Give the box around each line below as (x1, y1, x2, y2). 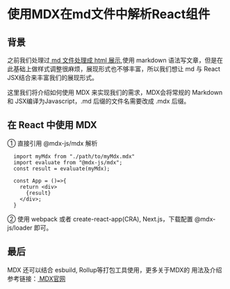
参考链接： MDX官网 (7, 274, 66, 283)
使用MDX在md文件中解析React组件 (7, 6, 211, 22)
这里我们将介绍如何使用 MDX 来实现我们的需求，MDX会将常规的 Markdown (7, 88, 223, 96)
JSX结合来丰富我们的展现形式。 (7, 74, 99, 81)
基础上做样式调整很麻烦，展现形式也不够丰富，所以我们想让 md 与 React (13, 65, 221, 73)
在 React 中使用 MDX (7, 119, 97, 131)
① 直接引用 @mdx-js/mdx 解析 (7, 139, 98, 147)
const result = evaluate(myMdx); (13, 165, 110, 172)
